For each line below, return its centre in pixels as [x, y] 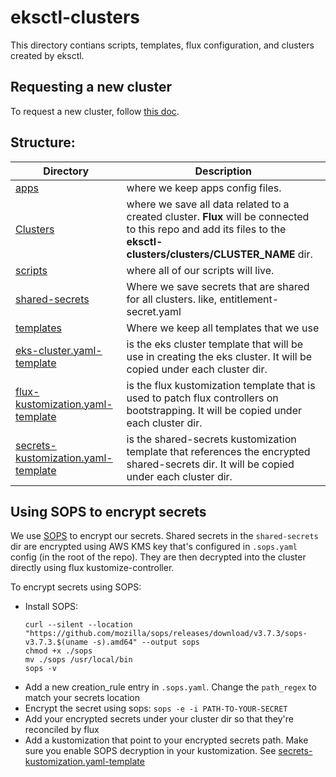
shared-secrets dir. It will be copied [210, 464]
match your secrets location [82, 698]
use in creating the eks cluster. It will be [219, 356]
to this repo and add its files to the [206, 229]
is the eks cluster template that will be [215, 344]
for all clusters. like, [172, 299]
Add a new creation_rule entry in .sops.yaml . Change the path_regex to [170, 687]
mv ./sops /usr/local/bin [78, 660]
